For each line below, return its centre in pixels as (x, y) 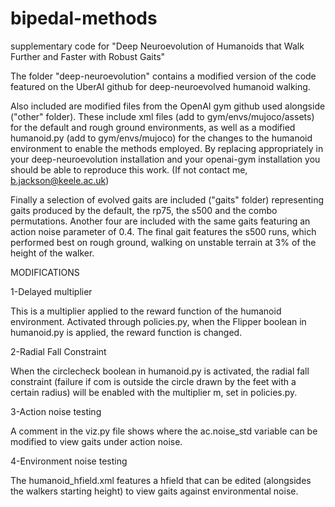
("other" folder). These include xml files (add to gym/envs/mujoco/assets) (162, 116)
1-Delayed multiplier (51, 291)
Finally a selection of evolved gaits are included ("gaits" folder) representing (167, 199)
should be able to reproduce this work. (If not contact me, (129, 169)
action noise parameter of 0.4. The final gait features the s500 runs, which (163, 231)
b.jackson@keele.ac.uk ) (60, 180)
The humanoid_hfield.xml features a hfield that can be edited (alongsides (161, 480)
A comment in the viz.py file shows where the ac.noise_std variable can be (164, 431)
